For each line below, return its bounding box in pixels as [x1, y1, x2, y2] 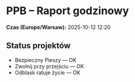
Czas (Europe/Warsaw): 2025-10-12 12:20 [6, 24, 111, 31]
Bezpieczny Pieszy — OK [14, 56, 77, 63]
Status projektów [6, 41, 71, 51]
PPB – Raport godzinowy [6, 4, 129, 18]
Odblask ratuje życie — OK [14, 69, 81, 76]
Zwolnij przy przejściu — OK [14, 63, 84, 70]
